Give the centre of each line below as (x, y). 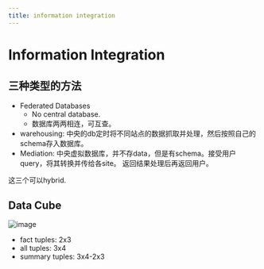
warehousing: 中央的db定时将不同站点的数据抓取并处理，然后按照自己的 (138, 133)
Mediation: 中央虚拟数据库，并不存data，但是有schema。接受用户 (128, 153)
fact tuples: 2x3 (45, 240)
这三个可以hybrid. (37, 180)
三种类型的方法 (45, 86)
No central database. (66, 114)
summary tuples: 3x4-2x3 (62, 257)
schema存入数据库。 (54, 143)
